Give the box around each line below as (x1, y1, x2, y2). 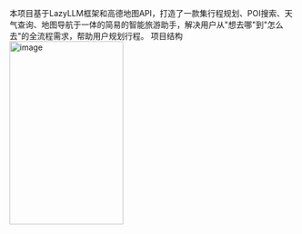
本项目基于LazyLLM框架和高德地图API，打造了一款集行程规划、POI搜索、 (9, 8, 285, 18)
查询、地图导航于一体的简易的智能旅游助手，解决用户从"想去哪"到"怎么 (16, 19, 284, 30)
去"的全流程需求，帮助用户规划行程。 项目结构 (9, 31, 184, 41)
